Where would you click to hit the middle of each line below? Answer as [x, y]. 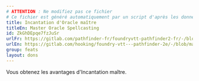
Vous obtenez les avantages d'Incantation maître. [66, 72]
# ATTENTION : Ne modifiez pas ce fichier [59, 11]
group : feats [22, 50]
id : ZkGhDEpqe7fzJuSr [33, 33]
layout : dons [22, 55]
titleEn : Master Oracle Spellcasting [53, 28]
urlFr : [14, 39]
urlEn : [14, 45]
